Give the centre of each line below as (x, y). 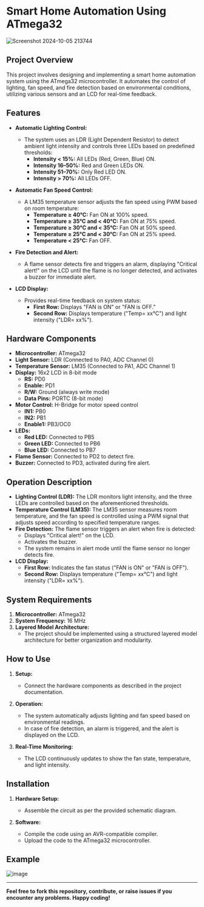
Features (23, 113)
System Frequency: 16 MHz (50, 621)
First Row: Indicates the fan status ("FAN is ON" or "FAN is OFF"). (106, 568)
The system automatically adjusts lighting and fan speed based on (107, 715)
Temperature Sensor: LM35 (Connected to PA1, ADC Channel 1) (95, 366)
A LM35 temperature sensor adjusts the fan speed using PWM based (110, 202)
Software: (28, 822)
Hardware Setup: (37, 798)
